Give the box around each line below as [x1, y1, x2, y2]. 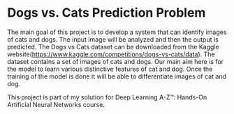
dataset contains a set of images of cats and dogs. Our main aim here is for [7, 57, 224, 65]
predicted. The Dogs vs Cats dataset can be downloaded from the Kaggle [7, 42, 219, 51]
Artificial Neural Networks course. [7, 100, 105, 108]
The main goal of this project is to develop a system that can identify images [7, 28, 227, 36]
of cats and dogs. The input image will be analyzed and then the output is [7, 35, 219, 43]
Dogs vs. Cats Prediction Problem [7, 5, 206, 21]
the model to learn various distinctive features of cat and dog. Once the [7, 65, 213, 73]
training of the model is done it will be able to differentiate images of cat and [7, 72, 227, 81]
